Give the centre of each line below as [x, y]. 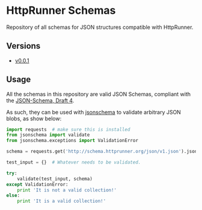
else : [13, 196]
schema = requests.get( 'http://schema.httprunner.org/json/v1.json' [94, 152]
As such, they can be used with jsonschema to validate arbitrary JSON [94, 112]
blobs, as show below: [34, 119]
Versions [23, 46]
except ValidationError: [37, 184]
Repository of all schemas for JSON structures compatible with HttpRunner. [100, 27]
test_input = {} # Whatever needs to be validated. [74, 162]
